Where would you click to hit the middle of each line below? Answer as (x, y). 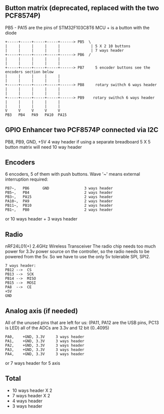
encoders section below (29, 72)
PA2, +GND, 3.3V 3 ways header (45, 346)
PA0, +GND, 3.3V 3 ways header (45, 337)
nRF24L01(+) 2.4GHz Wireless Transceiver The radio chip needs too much (81, 246)
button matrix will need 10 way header (44, 147)
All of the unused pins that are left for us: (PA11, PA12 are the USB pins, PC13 (82, 323)
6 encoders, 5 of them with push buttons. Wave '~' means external (73, 174)
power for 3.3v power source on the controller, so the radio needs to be (77, 251)
